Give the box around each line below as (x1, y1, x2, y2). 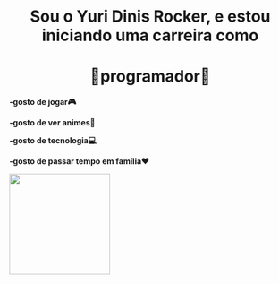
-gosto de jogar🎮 (9, 97, 77, 108)
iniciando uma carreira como (41, 25, 259, 46)
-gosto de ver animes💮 (9, 117, 96, 128)
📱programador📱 (89, 66, 211, 87)
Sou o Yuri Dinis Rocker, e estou (30, 6, 271, 27)
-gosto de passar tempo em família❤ (9, 156, 150, 167)
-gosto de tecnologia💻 (9, 135, 97, 146)
